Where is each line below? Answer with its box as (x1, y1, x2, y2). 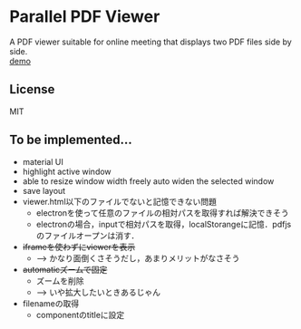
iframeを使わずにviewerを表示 (22, 241, 136, 252)
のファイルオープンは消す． (35, 229, 140, 241)
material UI (22, 156, 63, 167)
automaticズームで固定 (22, 264, 108, 275)
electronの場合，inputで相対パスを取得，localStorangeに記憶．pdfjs (35, 218, 292, 229)
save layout (22, 185, 66, 196)
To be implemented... (9, 132, 133, 148)
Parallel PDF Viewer (9, 6, 160, 27)
